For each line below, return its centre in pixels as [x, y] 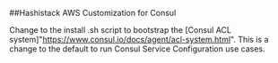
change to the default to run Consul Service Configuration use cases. [137, 49]
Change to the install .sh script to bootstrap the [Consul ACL [120, 30]
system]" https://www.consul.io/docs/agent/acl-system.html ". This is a [139, 39]
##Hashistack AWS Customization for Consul [93, 13]
